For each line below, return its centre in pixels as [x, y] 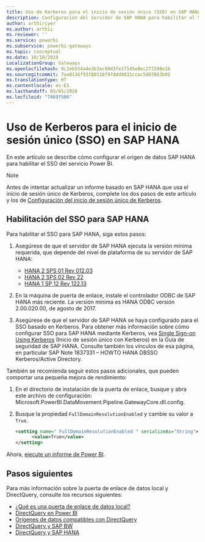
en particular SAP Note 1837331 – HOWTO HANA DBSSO [86, 352]
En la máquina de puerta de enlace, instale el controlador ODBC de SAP [105, 295]
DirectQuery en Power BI [46, 513]
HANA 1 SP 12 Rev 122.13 [55, 283]
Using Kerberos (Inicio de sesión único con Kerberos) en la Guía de [99, 340]
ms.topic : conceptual [34, 52]
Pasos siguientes [40, 473]
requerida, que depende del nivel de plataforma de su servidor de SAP [104, 252]
